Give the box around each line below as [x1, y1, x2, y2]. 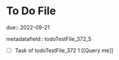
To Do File [6, 4, 56, 18]
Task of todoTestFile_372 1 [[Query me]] [14, 46, 114, 54]
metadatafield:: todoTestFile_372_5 [6, 35, 91, 42]
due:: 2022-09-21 [6, 24, 50, 31]
